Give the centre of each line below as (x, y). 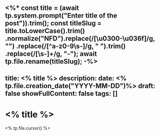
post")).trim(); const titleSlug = (53, 23)
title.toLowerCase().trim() (45, 31)
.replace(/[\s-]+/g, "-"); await (51, 54)
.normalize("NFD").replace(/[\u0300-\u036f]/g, (80, 39)
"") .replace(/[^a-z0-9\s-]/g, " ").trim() (65, 46)
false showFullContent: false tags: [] (61, 93)
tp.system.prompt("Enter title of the (61, 16)
